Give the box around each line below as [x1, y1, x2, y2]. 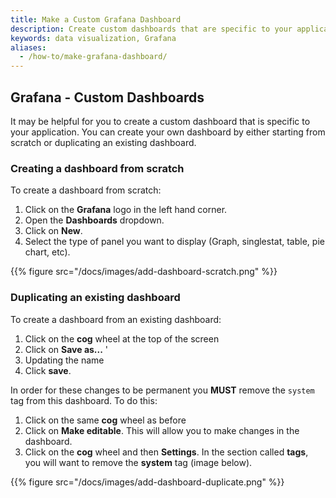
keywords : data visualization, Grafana [10, 33, 177, 43]
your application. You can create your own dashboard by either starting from [10, 126, 326, 138]
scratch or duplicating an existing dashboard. [10, 136, 197, 148]
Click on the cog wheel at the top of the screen [24, 332, 220, 345]
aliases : [10, 42, 47, 53]
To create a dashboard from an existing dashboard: [10, 313, 222, 325]
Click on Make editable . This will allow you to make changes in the [24, 424, 300, 436]
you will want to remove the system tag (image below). [24, 456, 253, 468]
